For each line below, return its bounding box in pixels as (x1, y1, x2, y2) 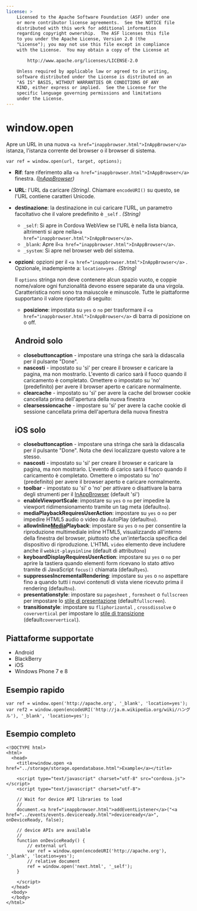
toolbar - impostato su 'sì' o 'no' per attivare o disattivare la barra (23, 484, 182, 491)
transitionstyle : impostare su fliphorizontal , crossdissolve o (23, 604, 176, 611)
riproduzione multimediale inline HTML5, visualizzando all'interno (23, 529, 182, 536)
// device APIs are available (16, 827, 91, 833)
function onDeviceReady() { (16, 837, 85, 844)
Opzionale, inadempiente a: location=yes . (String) (14, 264, 137, 271)
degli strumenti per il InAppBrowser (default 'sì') (23, 491, 140, 498)
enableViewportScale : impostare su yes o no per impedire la (23, 497, 171, 504)
